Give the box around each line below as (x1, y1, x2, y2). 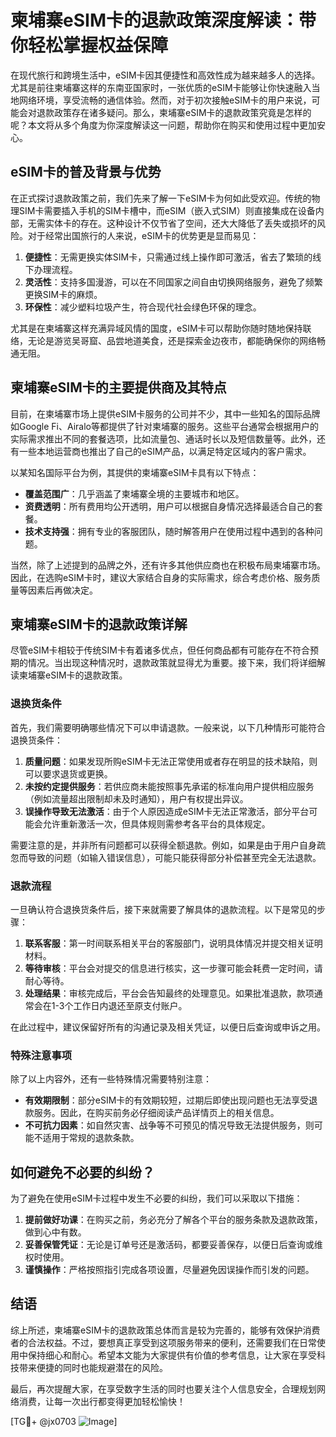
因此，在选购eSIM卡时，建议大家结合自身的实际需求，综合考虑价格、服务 (10, 571, 312, 583)
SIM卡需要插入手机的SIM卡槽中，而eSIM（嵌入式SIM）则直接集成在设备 (18, 204, 316, 216)
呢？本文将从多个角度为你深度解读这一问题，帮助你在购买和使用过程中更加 (10, 119, 317, 131)
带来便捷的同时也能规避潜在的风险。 (18, 1361, 168, 1373)
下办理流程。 (24, 263, 78, 275)
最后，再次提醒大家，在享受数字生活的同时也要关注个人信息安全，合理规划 (10, 1382, 317, 1395)
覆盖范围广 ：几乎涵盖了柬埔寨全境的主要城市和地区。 (24, 487, 245, 500)
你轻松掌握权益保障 (10, 34, 169, 57)
